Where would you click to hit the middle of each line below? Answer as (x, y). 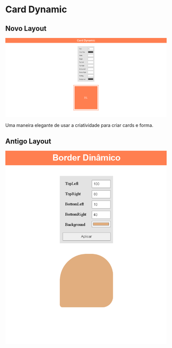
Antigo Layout (28, 141)
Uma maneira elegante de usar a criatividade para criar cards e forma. (79, 125)
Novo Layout (26, 29)
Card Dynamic (36, 10)
